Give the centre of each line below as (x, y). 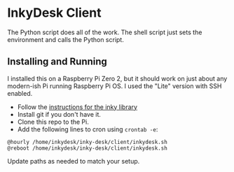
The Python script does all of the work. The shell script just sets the (105, 32)
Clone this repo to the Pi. (53, 122)
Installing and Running (57, 62)
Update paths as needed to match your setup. (74, 161)
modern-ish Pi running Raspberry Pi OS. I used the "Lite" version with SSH (115, 86)
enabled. (20, 93)
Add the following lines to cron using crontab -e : (88, 129)
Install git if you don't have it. (59, 114)
